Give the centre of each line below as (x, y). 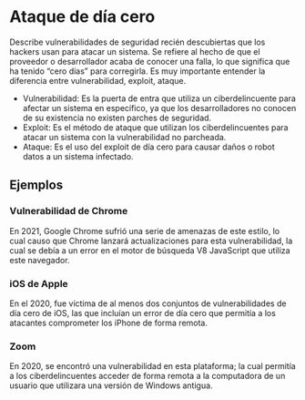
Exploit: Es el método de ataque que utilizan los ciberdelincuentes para (155, 127)
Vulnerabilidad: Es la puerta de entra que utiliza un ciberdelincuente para (159, 98)
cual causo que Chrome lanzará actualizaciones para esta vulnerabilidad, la (151, 241)
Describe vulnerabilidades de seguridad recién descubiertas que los (137, 42)
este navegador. (40, 260)
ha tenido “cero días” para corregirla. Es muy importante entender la (137, 71)
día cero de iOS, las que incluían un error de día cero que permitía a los (142, 313)
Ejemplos (36, 185)
